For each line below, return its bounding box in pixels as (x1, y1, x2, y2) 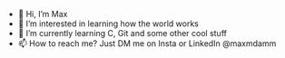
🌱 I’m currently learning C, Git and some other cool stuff (17, 28, 227, 38)
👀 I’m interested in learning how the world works (17, 18, 200, 29)
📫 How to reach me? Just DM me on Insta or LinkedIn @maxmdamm (17, 38, 277, 49)
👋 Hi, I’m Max (17, 9, 68, 19)
